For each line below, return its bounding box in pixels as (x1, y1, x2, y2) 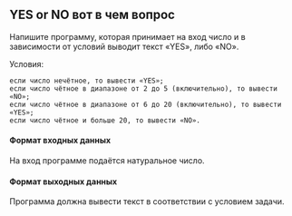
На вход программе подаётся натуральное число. (9, 155, 206, 166)
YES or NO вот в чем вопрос (9, 7, 175, 23)
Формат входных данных (9, 135, 112, 146)
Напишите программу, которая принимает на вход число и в (9, 31, 247, 42)
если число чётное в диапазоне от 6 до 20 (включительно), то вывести (9, 100, 282, 109)
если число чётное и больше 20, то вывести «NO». (9, 115, 201, 125)
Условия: (9, 58, 44, 69)
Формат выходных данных (9, 176, 118, 187)
